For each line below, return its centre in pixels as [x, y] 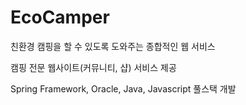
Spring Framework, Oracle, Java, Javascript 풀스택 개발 [123, 88]
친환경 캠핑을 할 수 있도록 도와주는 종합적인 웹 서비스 [113, 46]
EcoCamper [60, 17]
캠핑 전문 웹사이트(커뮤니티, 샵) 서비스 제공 [93, 67]
